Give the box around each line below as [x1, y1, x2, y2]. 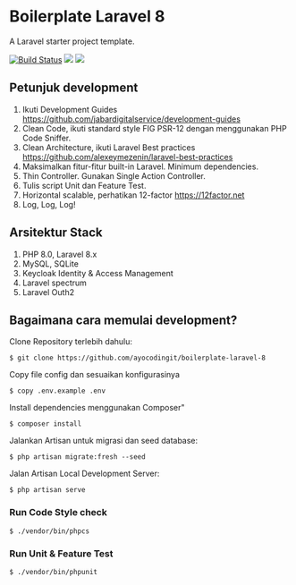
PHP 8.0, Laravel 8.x [21, 249, 97, 259]
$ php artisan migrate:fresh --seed [9, 453, 146, 462]
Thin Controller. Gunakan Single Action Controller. [21, 170, 206, 181]
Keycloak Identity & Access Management [21, 267, 174, 278]
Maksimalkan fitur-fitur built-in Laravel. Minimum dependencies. [21, 161, 259, 172]
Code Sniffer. [21, 132, 72, 143]
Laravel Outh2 [21, 286, 74, 297]
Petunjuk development [9, 81, 139, 96]
